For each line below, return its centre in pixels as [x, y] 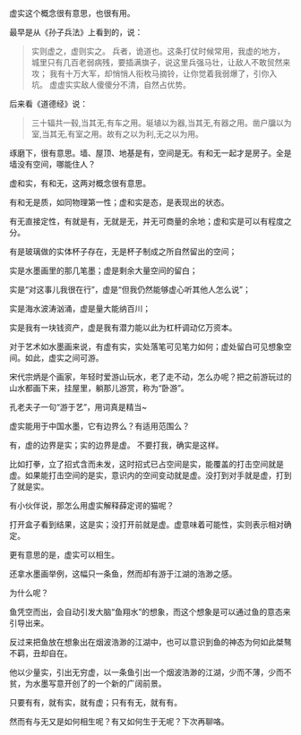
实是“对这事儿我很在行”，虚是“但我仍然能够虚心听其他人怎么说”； [130, 290]
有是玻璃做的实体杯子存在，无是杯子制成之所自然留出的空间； [123, 252]
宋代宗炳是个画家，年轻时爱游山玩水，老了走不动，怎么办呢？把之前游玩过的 [150, 377]
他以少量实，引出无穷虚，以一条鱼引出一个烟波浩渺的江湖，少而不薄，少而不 [150, 672]
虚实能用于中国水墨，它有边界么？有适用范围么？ [99, 426]
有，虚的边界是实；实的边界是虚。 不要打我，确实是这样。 [116, 445]
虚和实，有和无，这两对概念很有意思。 [80, 183]
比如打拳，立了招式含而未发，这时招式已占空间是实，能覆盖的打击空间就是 [146, 464]
